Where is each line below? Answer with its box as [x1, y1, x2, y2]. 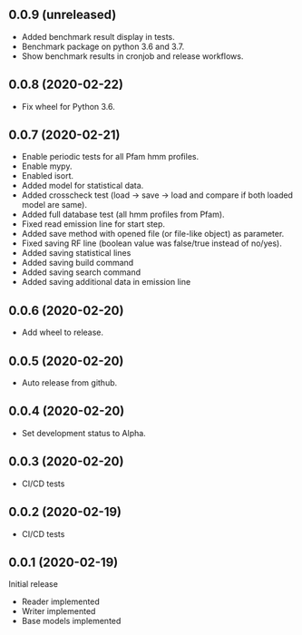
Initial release [8, 579, 58, 590]
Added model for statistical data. [21, 181, 144, 191]
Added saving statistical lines [21, 248, 132, 259]
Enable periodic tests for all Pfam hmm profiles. [21, 151, 200, 162]
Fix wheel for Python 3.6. [21, 101, 115, 112]
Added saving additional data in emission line [21, 277, 191, 288]
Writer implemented [21, 606, 96, 617]
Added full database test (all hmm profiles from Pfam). [21, 209, 225, 220]
